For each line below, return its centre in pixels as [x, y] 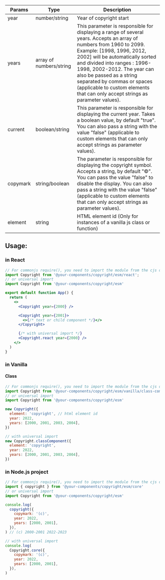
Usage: [16, 246]
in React [15, 260]
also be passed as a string [107, 75]
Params [19, 10]
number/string [52, 18]
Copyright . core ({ [27, 550]
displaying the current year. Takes [116, 114]
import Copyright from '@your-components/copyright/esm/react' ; [72, 275]
